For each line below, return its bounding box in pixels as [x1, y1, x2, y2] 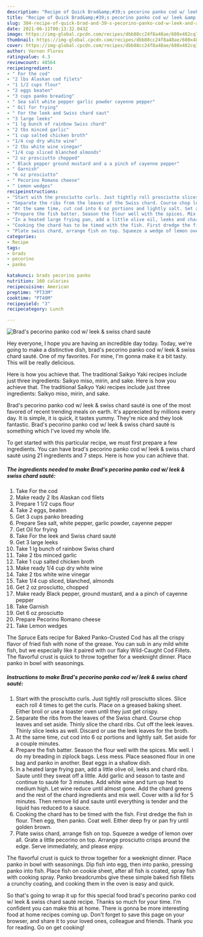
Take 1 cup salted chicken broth [15, 558, 95, 565]
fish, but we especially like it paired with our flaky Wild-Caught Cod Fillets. [7, 647, 192, 654]
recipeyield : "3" [7, 300, 51, 307]
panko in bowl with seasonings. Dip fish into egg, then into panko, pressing [7, 861, 193, 868]
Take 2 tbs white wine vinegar [15, 571, 90, 578]
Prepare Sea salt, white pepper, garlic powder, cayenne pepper [15, 520, 173, 527]
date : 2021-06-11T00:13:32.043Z [7, 25, 88, 32]
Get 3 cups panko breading [15, 513, 84, 520]
